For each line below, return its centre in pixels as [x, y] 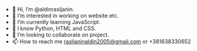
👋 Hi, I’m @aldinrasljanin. [43, 9]
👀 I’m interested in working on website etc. [65, 16]
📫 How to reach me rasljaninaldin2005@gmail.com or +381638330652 [102, 41]
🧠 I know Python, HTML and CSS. [54, 28]
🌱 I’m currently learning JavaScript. [56, 22]
